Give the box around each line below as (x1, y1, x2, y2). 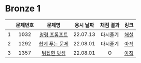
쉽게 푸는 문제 (38, 40, 69, 47)
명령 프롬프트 (39, 31, 68, 38)
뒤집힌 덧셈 (41, 50, 66, 57)
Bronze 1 (5, 3, 41, 14)
